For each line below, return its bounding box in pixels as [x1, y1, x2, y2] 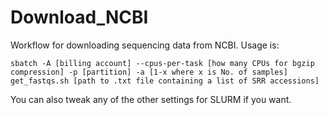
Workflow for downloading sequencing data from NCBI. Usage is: [10, 39, 280, 51]
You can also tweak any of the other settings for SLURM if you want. [10, 93, 292, 105]
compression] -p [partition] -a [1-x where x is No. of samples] [10, 67, 288, 77]
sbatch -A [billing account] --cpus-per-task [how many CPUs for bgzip [10, 58, 315, 68]
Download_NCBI [10, 6, 149, 29]
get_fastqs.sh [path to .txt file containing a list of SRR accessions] [10, 76, 320, 86]
